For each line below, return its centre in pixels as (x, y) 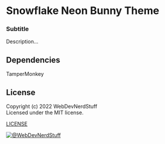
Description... (22, 41)
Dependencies (33, 60)
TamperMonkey (25, 74)
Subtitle (18, 29)
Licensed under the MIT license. (45, 113)
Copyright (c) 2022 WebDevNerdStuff (52, 107)
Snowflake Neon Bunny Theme (83, 11)
